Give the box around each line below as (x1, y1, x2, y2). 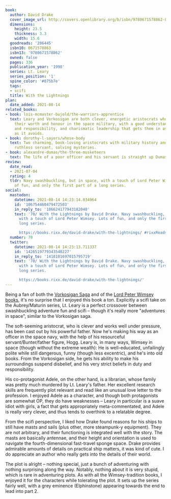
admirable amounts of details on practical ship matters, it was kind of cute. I (5, 445, 164, 452)
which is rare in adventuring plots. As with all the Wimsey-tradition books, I (5, 471, 162, 478)
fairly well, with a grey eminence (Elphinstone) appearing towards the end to (5, 483, 165, 489)
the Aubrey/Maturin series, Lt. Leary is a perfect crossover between (5, 302, 148, 308)
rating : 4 (10, 173, 31, 179)
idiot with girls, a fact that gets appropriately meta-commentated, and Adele (5, 403, 164, 409)
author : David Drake (10, 12, 53, 17)
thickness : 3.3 (14, 31, 47, 36)
